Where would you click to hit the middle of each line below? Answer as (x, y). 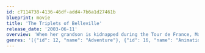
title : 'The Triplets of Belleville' (54, 23)
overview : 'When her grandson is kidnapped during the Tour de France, (99, 35)
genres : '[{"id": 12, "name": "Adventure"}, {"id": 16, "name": (90, 40)
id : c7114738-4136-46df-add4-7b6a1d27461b (61, 12)
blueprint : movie (28, 18)
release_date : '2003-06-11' (42, 29)
